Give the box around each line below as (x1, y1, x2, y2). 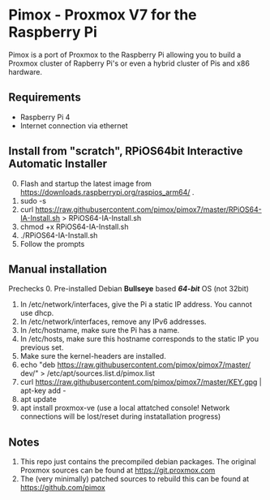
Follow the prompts (19, 239, 85, 248)
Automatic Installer (8, 157, 108, 171)
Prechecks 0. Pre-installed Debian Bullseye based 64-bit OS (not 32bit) (8, 284, 250, 294)
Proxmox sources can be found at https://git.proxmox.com (19, 465, 216, 476)
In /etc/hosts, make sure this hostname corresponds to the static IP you (19, 334, 259, 344)
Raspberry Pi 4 (19, 112, 71, 122)
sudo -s (19, 196, 47, 205)
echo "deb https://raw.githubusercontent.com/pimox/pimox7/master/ (19, 360, 251, 370)
